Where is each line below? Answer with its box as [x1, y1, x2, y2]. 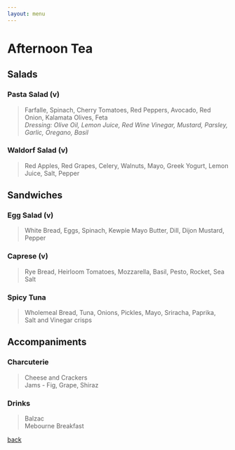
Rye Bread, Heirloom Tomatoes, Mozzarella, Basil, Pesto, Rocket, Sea [24, 267, 224, 276]
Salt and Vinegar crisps [24, 316, 93, 324]
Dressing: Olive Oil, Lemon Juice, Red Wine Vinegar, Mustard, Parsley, [24, 120, 228, 129]
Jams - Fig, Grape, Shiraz [24, 380, 99, 389]
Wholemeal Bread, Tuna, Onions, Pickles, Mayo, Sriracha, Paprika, [24, 309, 216, 317]
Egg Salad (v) [7, 210, 54, 220]
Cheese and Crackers [24, 373, 88, 382]
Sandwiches [7, 189, 63, 201]
